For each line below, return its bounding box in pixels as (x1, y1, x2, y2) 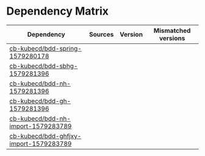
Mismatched (153, 26, 191, 35)
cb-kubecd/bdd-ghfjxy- (9, 132, 82, 140)
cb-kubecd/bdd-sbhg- (9, 62, 78, 70)
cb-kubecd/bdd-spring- (9, 44, 82, 52)
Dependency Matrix (6, 4, 109, 18)
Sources (88, 30, 114, 38)
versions (159, 34, 185, 42)
